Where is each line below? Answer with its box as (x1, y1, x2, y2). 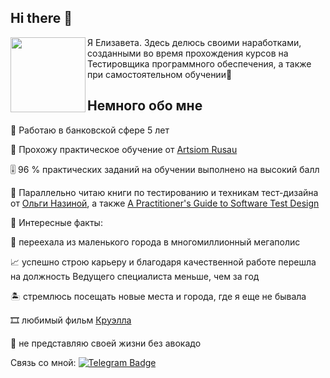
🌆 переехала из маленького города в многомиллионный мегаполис (10, 236, 301, 248)
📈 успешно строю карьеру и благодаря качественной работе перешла (10, 256, 317, 268)
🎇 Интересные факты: (10, 216, 103, 228)
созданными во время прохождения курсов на (87, 47, 289, 59)
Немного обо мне (87, 97, 203, 115)
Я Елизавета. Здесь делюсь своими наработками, (87, 36, 302, 48)
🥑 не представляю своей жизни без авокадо (10, 337, 202, 349)
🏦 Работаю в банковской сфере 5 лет (10, 124, 170, 136)
